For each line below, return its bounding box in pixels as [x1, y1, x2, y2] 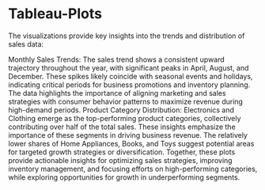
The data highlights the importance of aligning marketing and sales [8, 88, 227, 97]
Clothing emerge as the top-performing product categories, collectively [8, 113, 241, 123]
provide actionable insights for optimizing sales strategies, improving [8, 155, 233, 165]
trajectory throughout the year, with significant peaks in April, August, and [8, 63, 249, 72]
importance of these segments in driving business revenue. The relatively [8, 130, 248, 139]
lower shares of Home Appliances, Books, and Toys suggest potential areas [8, 139, 255, 148]
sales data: [8, 39, 44, 48]
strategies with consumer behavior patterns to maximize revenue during [8, 97, 244, 106]
